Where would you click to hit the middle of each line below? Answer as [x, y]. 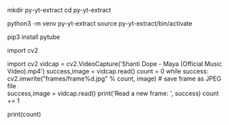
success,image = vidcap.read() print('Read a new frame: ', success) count [113, 93]
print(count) [24, 114]
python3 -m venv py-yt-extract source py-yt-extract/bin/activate [100, 23]
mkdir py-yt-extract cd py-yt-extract [59, 10]
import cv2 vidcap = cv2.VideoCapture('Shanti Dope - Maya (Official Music [114, 64]
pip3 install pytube [34, 37]
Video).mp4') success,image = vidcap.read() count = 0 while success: [108, 71]
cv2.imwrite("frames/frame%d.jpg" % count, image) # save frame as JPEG [114, 78]
